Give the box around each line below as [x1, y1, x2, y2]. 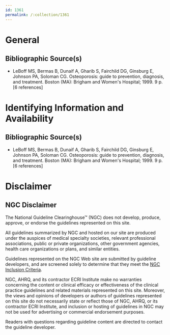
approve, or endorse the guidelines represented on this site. [5, 219, 131, 226]
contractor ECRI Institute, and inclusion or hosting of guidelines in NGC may [5, 303, 164, 310]
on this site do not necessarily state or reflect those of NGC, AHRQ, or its [5, 298, 158, 304]
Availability [5, 113, 54, 124]
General [5, 34, 40, 46]
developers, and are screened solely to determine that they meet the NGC [5, 261, 160, 267]
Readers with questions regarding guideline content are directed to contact [5, 319, 163, 325]
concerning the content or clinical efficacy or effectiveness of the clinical [5, 282, 159, 288]
